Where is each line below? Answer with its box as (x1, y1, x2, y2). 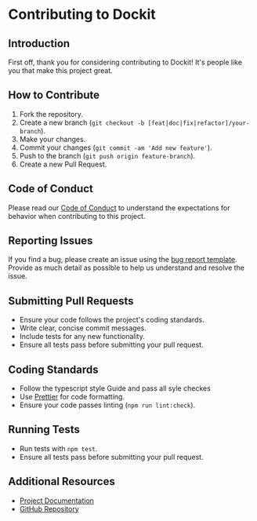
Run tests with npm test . (19, 443, 98, 453)
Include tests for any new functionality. (19, 332, 145, 341)
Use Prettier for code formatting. (19, 392, 125, 402)
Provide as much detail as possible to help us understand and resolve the (8, 263, 245, 272)
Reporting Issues (8, 234, 93, 248)
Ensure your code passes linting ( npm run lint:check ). (19, 400, 196, 410)
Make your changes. (19, 134, 86, 144)
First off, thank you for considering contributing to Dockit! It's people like (8, 57, 243, 67)
